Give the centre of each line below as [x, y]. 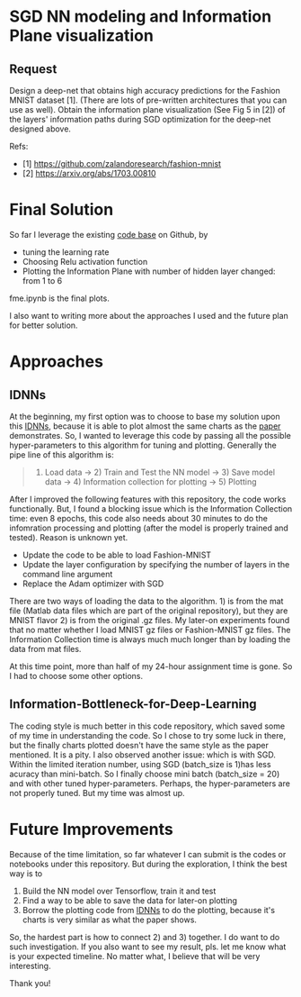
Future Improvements [91, 829]
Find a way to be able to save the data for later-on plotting [130, 900]
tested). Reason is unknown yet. [69, 537]
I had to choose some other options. [76, 675]
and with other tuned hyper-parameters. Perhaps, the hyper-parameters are [150, 783]
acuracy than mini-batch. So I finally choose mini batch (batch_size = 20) [145, 774]
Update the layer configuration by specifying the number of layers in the [156, 564]
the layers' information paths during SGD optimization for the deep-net [140, 119]
